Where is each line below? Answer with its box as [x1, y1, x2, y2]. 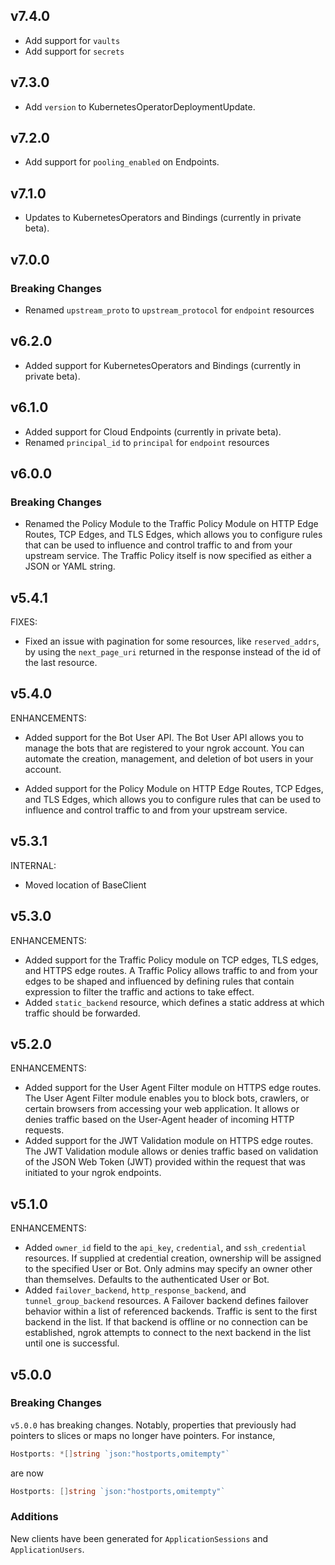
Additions [10, 1510, 59, 1524]
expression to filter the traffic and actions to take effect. [24, 985, 255, 998]
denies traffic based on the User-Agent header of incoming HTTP [24, 1114, 295, 1126]
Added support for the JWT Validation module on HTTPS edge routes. [24, 1135, 314, 1147]
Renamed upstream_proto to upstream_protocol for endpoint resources [24, 304, 315, 316]
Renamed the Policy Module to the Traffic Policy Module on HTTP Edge [24, 518, 319, 530]
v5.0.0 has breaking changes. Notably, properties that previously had [10, 1419, 297, 1431]
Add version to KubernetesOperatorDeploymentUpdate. [24, 100, 256, 113]
